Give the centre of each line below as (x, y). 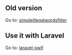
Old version (24, 8)
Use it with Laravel (35, 36)
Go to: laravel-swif (24, 48)
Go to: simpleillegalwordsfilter (36, 20)
